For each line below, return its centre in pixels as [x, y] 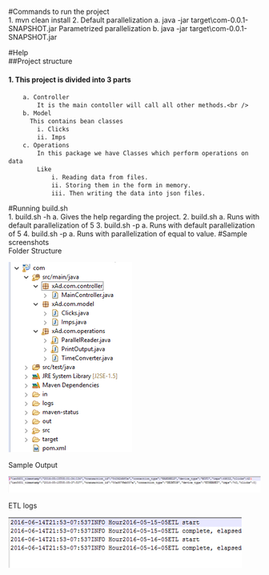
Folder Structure [35, 251]
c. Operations [46, 146]
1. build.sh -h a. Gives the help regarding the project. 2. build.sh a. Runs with [134, 217]
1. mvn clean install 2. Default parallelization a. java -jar [99, 20]
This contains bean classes [76, 122]
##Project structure [40, 61]
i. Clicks [53, 130]
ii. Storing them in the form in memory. [121, 186]
